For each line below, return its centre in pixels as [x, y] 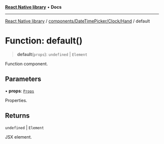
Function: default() [44, 41]
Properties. [16, 100]
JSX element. [19, 137]
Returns [18, 116]
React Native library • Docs [33, 7]
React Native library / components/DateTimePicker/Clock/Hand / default [78, 21]
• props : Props [20, 91]
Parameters [23, 79]
